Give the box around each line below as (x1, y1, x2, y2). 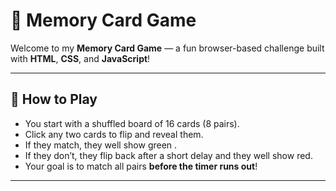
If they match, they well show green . (24, 139, 178, 151)
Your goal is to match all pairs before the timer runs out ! (24, 160, 258, 172)
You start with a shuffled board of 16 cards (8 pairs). (24, 117, 240, 129)
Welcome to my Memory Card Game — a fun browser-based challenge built (10, 42, 325, 54)
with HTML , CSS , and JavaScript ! (10, 52, 151, 64)
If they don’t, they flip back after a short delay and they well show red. (24, 149, 313, 161)
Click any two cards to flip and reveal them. (24, 128, 204, 140)
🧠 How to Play (10, 91, 98, 108)
